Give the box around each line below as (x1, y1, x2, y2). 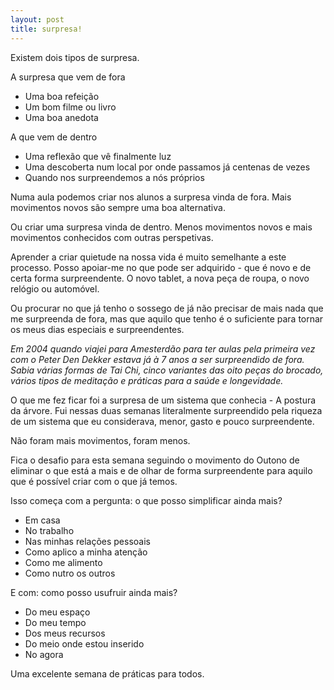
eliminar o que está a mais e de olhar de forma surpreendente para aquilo (10, 464, 313, 476)
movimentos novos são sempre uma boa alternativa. (10, 201, 226, 213)
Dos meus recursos (24, 627, 106, 639)
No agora (24, 648, 64, 660)
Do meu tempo (24, 616, 87, 628)
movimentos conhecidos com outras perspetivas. (10, 231, 214, 243)
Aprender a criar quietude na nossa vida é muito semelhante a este (10, 251, 287, 263)
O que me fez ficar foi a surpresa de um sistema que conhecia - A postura (10, 394, 317, 406)
